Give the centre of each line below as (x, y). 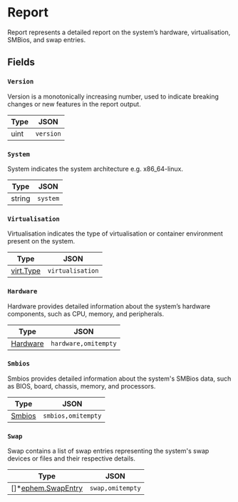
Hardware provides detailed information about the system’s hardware (109, 306)
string (21, 199)
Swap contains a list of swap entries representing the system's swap (108, 451)
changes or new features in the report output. (74, 104)
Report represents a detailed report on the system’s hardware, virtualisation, (119, 32)
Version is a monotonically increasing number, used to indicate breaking (113, 96)
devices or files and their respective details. (71, 458)
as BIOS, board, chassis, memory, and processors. (82, 386)
